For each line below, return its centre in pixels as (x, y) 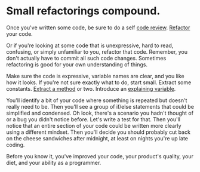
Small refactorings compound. (83, 11)
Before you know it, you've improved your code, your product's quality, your (100, 156)
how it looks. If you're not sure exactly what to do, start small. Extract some (99, 82)
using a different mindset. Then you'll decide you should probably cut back (99, 132)
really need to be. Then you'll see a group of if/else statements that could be (100, 106)
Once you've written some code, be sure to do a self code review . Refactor (98, 27)
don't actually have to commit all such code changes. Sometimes (86, 58)
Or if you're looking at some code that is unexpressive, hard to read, (90, 45)
